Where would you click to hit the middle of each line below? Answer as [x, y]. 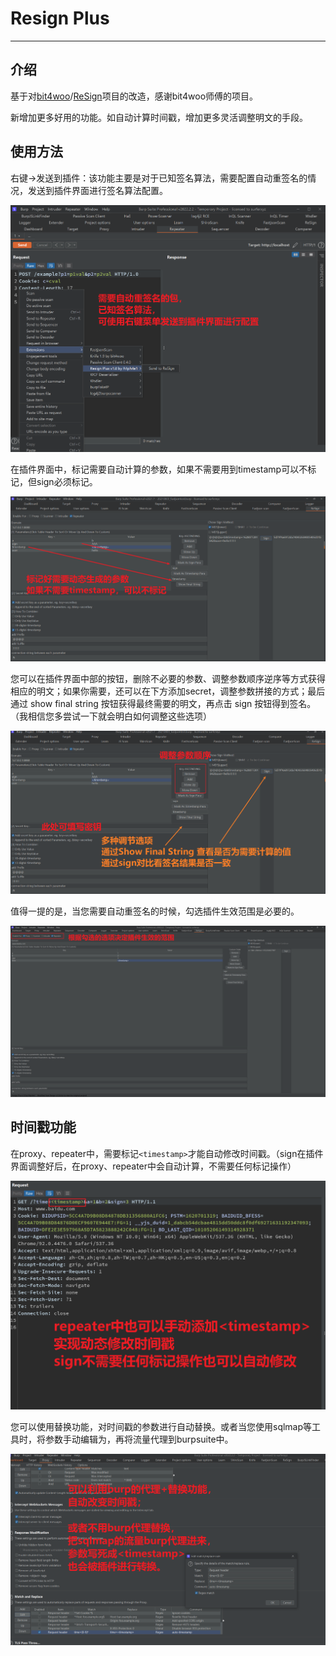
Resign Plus [60, 18]
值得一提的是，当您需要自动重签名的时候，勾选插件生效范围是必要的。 [155, 911]
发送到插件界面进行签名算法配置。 [97, 190]
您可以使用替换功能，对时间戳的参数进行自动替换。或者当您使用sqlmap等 [161, 1427]
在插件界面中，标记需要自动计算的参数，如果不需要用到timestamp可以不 [159, 469]
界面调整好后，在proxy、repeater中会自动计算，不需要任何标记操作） [153, 1166]
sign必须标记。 [67, 482]
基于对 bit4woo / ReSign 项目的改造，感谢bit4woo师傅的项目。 [134, 96]
